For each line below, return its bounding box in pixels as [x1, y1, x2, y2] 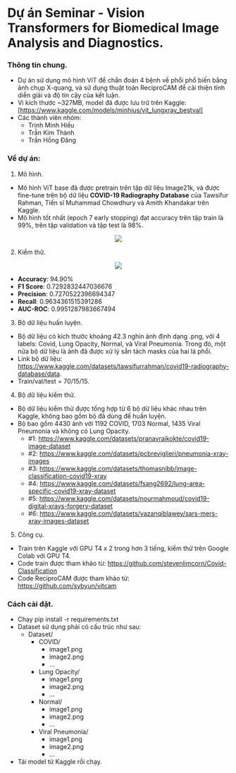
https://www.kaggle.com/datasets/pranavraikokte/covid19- [38, 434, 210, 442]
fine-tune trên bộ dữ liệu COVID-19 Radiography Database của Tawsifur [17, 190, 229, 199]
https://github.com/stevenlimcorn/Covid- [107, 559, 227, 567]
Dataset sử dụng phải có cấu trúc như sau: [17, 623, 142, 631]
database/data [17, 369, 60, 378]
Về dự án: [7, 154, 41, 164]
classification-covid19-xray [27, 471, 107, 480]
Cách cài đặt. [7, 599, 54, 609]
